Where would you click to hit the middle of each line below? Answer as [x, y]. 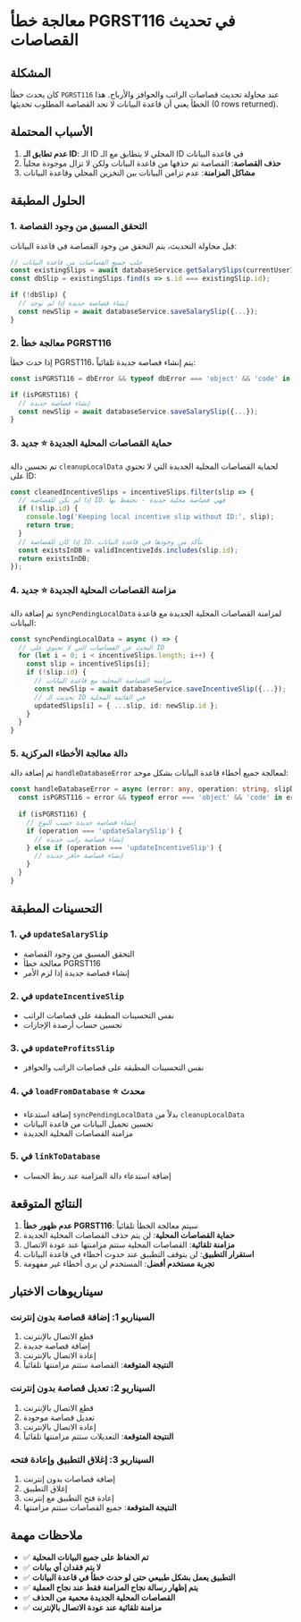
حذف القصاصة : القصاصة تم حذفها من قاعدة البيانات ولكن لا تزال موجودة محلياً [152, 163]
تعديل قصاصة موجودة [59, 1417]
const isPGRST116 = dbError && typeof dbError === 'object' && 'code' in [150, 378]
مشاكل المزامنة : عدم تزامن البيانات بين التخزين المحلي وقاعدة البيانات [139, 173]
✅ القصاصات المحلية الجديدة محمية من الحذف [99, 1597]
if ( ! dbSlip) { [38, 295]
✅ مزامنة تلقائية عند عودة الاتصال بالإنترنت [92, 1607]
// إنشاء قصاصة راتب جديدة [78, 839]
